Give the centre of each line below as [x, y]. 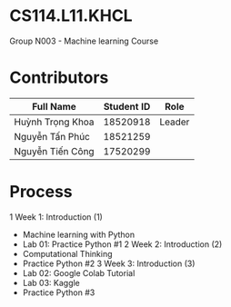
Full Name [54, 106]
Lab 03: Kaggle [51, 282]
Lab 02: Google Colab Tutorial [79, 272]
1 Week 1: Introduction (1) [56, 217]
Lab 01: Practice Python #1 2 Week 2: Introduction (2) [122, 244]
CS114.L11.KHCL [71, 16]
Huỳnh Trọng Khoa [54, 122]
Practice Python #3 [59, 292]
